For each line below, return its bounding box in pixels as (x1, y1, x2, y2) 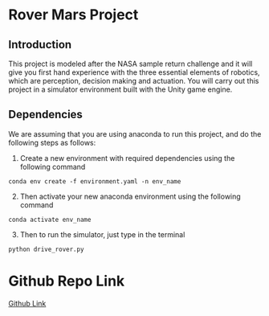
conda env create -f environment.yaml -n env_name (8, 177, 181, 186)
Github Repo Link (8, 272, 125, 290)
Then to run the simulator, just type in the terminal (19, 229, 185, 239)
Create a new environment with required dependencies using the (19, 153, 235, 162)
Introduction (8, 38, 72, 51)
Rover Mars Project (8, 6, 139, 24)
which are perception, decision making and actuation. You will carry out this (8, 76, 259, 85)
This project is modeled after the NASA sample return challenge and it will (8, 59, 253, 68)
